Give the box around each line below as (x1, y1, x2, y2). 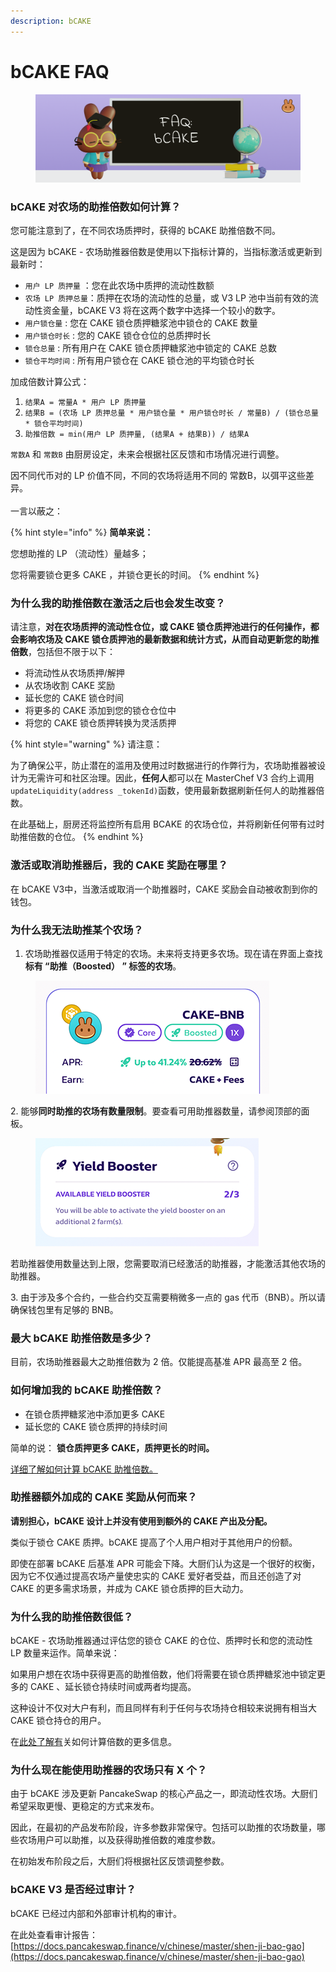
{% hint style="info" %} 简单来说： (10, 526, 154, 539)
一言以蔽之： (10, 505, 63, 517)
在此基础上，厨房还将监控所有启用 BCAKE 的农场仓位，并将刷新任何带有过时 (10, 818, 325, 830)
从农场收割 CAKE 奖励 (24, 680, 116, 692)
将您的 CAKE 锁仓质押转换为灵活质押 (24, 717, 177, 729)
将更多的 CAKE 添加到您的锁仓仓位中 (24, 705, 177, 717)
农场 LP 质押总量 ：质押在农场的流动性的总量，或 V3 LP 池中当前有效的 (24, 292, 310, 304)
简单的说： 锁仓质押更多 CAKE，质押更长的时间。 (10, 1441, 215, 1454)
